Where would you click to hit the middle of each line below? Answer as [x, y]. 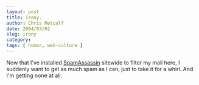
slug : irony [21, 34]
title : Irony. [24, 17]
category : [19, 40]
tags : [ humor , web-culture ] [45, 46]
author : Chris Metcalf [35, 23]
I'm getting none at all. [34, 75]
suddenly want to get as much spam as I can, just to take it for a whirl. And [100, 69]
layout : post [23, 12]
